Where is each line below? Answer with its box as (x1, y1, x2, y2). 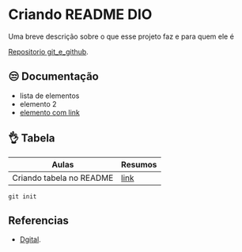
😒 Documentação (8, 70, 99, 84)
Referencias (8, 213, 70, 227)
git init (8, 192, 37, 201)
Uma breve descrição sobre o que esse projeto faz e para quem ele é (8, 32, 235, 41)
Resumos (121, 159, 157, 170)
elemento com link (19, 107, 81, 117)
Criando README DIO (8, 6, 153, 24)
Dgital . (19, 235, 41, 244)
